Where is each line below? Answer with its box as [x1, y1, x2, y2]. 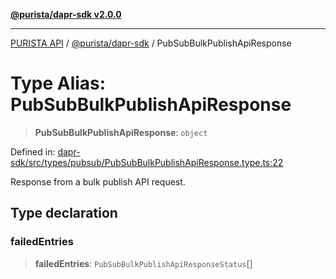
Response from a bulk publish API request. [10, 175, 186, 188]
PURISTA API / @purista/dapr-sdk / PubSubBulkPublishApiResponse [10, 37, 292, 49]
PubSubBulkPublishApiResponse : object [34, 126, 208, 138]
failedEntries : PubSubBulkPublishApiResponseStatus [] [34, 257, 253, 269]
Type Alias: [10, 72, 107, 95]
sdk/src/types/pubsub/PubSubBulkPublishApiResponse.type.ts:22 [10, 156, 284, 168]
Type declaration [10, 205, 118, 222]
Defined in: [10, 145, 56, 158]
